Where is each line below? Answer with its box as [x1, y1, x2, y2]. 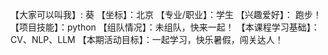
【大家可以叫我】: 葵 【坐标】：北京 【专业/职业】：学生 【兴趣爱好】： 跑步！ [10, 9, 322, 20]
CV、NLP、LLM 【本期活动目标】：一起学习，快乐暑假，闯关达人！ [10, 34, 284, 45]
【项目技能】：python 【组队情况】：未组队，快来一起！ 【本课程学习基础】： [10, 21, 320, 33]
